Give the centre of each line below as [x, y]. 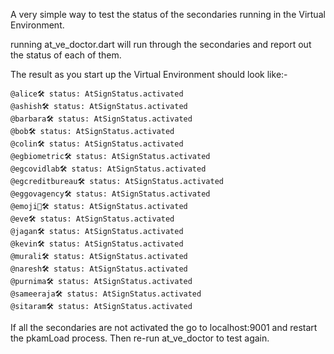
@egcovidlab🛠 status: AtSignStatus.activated [108, 169]
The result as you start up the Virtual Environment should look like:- [149, 74]
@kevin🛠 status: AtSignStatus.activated [97, 244]
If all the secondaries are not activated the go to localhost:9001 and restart [164, 327]
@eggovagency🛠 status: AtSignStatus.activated [110, 194]
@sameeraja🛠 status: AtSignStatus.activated [106, 294]
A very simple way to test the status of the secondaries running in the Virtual [168, 14]
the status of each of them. [66, 55]
